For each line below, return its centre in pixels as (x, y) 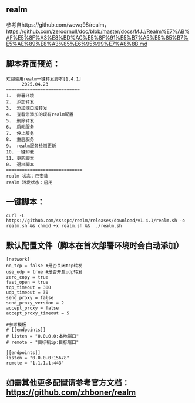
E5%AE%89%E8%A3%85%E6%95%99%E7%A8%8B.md (77, 44)
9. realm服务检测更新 (31, 146)
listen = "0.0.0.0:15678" (38, 358)
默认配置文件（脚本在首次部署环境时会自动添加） (95, 245)
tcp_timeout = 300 (28, 288)
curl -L (16, 216)
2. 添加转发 (20, 102)
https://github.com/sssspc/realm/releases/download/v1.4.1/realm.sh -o (95, 221)
